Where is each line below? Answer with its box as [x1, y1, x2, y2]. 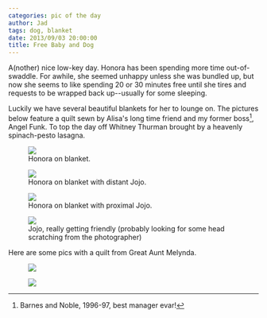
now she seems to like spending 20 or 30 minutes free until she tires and [8, 80, 246, 90]
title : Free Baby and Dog [8, 41, 94, 49]
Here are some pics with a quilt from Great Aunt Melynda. [8, 247, 197, 257]
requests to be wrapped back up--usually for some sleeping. [8, 88, 208, 98]
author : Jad [8, 19, 48, 27]
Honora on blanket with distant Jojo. [28, 176, 147, 187]
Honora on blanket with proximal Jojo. [28, 200, 153, 210]
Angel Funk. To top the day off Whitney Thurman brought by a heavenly [8, 122, 243, 131]
